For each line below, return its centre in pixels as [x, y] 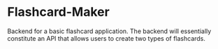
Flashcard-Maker [58, 12]
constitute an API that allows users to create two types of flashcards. [107, 38]
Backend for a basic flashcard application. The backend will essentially [109, 31]
